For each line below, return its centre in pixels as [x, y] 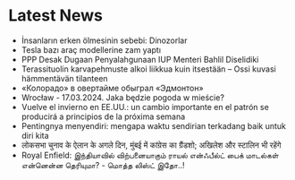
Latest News [56, 16]
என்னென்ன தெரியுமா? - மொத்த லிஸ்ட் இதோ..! [103, 165]
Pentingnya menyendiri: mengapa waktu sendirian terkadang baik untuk [154, 125]
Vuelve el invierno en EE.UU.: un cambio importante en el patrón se [145, 107]
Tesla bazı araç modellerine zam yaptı [91, 49]
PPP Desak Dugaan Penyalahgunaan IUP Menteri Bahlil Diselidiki [140, 59]
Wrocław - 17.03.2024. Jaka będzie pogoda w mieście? [123, 97]
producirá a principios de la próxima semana [103, 116]
